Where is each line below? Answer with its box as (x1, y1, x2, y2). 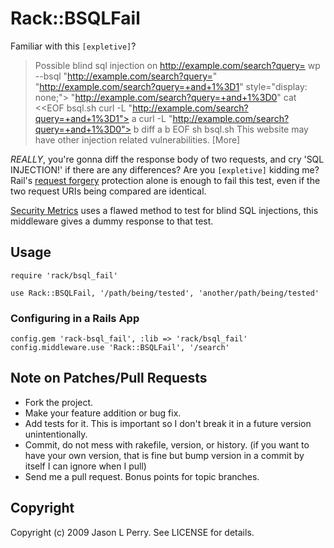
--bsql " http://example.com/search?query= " (34, 70, 218, 82)
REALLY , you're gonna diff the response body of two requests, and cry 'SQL (10, 153, 325, 165)
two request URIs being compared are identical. (10, 185, 207, 197)
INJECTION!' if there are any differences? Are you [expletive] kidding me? (10, 163, 320, 176)
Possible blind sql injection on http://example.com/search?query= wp (34, 59, 321, 71)
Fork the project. (24, 396, 94, 408)
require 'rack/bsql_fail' (10, 270, 118, 281)
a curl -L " (131, 112, 173, 124)
